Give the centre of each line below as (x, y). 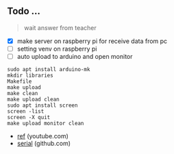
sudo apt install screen (42, 105)
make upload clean (33, 99)
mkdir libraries (30, 75)
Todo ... (24, 11)
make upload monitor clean (46, 123)
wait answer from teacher (60, 27)
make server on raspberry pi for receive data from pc (92, 41)
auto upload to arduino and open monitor (75, 56)
